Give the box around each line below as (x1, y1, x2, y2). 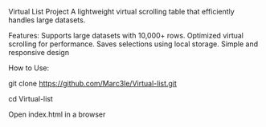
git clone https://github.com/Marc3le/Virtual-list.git (8, 79, 177, 88)
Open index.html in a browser (8, 109, 106, 119)
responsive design (8, 48, 70, 57)
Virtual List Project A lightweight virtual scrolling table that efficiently (8, 7, 235, 16)
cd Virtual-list (8, 94, 54, 103)
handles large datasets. (8, 15, 86, 25)
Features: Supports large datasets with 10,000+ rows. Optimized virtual (8, 31, 243, 40)
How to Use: (8, 63, 50, 73)
